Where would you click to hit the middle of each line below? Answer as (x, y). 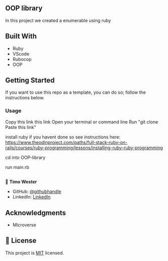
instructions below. (25, 98)
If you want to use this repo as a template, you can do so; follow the (76, 92)
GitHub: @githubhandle (37, 191)
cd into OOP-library (25, 157)
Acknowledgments (36, 213)
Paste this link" (21, 127)
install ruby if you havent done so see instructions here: (63, 137)
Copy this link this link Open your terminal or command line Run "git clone (82, 122)
